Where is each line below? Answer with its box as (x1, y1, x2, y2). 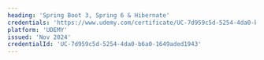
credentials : (7, 19, 50, 26)
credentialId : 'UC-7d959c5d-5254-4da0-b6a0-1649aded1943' (7, 41, 202, 48)
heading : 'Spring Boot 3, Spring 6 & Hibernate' (7, 11, 170, 19)
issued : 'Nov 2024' (7, 33, 72, 41)
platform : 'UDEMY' (7, 26, 68, 34)
